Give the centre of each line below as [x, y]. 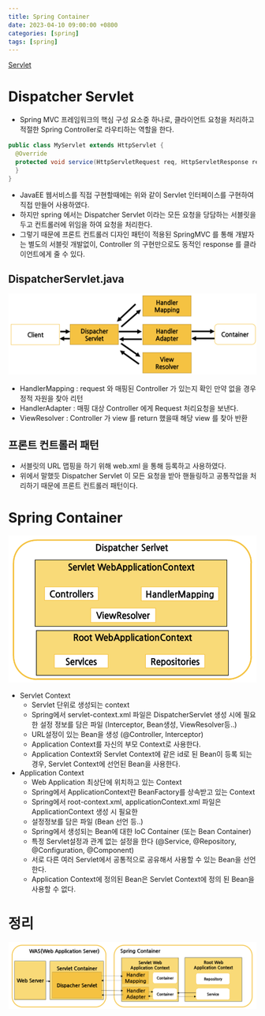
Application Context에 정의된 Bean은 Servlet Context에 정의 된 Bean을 [143, 879]
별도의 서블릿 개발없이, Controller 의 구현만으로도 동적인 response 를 [135, 244]
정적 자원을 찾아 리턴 [51, 398]
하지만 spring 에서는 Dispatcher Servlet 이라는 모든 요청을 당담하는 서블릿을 [138, 214]
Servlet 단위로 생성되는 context [80, 705]
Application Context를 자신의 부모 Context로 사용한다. [116, 744]
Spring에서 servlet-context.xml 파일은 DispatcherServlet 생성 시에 [136, 715]
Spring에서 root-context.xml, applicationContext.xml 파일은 [126, 802]
